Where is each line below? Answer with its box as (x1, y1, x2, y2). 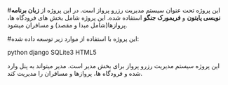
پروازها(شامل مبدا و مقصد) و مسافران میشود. (7, 21, 128, 29)
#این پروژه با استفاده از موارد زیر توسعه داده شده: (7, 34, 140, 43)
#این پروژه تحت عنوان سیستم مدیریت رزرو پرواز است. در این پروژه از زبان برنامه (7, 6, 221, 14)
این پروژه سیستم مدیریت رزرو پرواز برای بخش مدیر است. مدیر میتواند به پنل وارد (7, 62, 220, 70)
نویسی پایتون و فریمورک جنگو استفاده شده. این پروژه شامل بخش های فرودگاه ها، (7, 13, 221, 22)
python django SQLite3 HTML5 (7, 48, 97, 56)
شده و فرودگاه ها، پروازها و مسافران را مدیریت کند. (7, 70, 142, 77)
